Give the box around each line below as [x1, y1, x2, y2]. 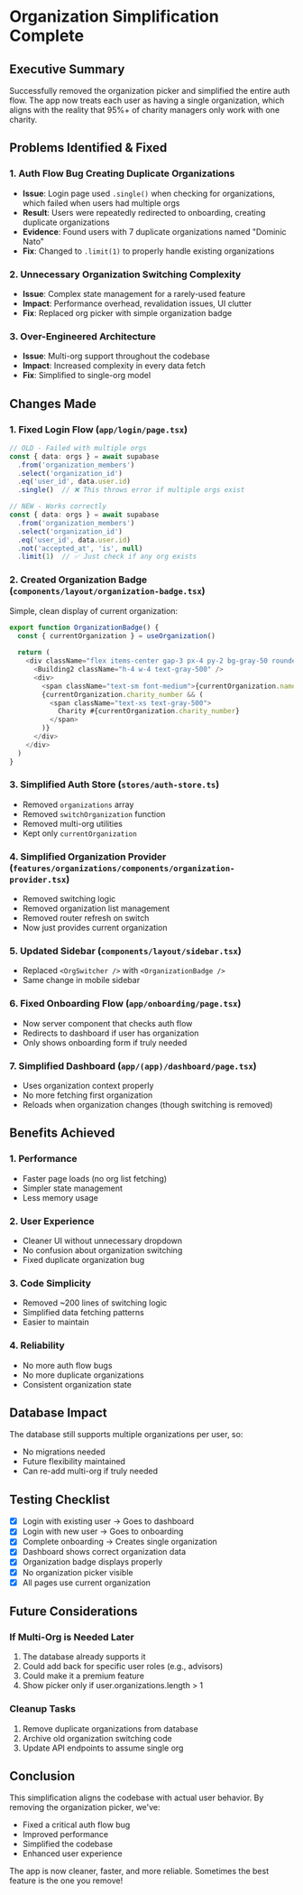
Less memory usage [22, 1192, 99, 1203]
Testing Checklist [9, 1491, 110, 1507]
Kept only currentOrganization [22, 828, 137, 839]
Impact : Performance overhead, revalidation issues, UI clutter [22, 298, 252, 309]
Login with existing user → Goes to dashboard [22, 1516, 195, 1527]
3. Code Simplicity [9, 1277, 92, 1289]
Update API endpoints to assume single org [22, 1742, 184, 1753]
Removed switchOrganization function [22, 808, 166, 819]
